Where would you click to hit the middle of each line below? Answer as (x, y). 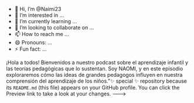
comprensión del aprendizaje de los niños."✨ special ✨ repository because (97, 81)
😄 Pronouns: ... (33, 42)
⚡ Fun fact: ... (30, 49)
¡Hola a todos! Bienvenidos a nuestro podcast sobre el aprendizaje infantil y (97, 62)
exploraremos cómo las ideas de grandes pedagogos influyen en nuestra (94, 75)
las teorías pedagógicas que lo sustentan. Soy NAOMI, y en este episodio (95, 69)
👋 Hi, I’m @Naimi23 (38, 9)
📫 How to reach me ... (42, 34)
